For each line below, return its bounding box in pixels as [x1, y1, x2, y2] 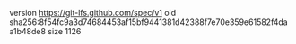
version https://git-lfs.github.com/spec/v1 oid [9, 8, 177, 18]
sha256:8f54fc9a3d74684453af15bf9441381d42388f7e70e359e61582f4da [9, 17, 289, 27]
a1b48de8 [9, 26, 47, 36]
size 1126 [48, 26, 82, 36]
